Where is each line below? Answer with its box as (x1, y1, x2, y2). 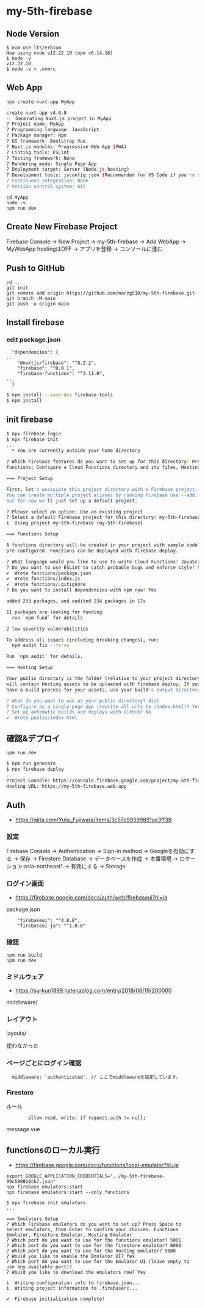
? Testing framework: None (6, 155, 75, 161)
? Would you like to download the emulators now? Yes (6, 1270, 146, 1276)
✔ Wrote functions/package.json (6, 570, 92, 576)
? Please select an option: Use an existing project (6, 509, 143, 515)
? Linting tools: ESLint (6, 149, 70, 155)
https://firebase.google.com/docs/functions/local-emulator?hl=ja (15, 1162, 179, 1169)
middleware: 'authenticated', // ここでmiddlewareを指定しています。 (12, 1074, 181, 1080)
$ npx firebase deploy (6, 766, 64, 772)
